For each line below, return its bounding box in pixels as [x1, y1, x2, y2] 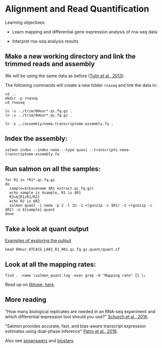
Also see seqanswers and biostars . [5, 337, 75, 343]
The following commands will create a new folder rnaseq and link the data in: [5, 82, 158, 88]
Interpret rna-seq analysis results [12, 38, 79, 44]
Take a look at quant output [5, 225, 89, 233]
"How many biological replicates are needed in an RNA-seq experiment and [5, 308, 156, 314]
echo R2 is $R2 [9, 199, 40, 204]
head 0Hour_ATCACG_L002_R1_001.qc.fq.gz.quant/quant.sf [5, 247, 120, 252]
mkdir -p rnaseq [5, 96, 38, 100]
